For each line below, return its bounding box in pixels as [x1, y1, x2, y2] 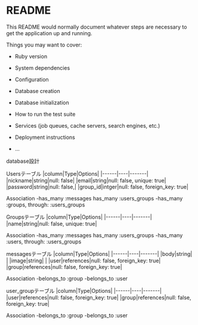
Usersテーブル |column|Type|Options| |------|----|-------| [6, 170, 149, 177]
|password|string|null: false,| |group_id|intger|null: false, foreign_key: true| [6, 183, 189, 190]
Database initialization [14, 99, 70, 106]
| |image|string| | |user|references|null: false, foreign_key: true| [6, 257, 161, 264]
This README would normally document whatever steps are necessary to [6, 23, 187, 30]
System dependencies [14, 64, 70, 72]
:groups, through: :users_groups [6, 201, 85, 208]
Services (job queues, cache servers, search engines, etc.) [14, 122, 160, 129]
